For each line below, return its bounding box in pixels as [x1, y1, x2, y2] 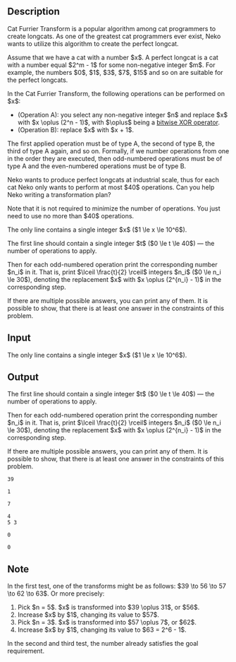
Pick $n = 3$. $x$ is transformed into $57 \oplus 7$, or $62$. [17, 618, 197, 627]
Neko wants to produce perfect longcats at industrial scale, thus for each [7, 175, 220, 184]
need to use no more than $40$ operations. [7, 211, 135, 220]
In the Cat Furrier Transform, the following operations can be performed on [7, 89, 225, 97]
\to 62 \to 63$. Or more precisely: [7, 589, 105, 598]
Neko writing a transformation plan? [7, 190, 111, 199]
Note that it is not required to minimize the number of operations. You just [7, 204, 221, 213]
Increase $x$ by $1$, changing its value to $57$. [17, 610, 160, 619]
